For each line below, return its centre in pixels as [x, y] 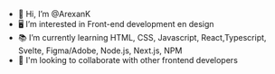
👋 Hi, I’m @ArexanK [54, 14]
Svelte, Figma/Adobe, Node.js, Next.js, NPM [100, 51]
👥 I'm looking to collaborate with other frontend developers [128, 60]
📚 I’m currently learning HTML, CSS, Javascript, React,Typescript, [142, 37]
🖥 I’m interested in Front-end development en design [116, 24]
